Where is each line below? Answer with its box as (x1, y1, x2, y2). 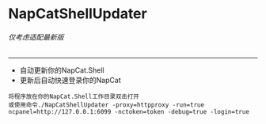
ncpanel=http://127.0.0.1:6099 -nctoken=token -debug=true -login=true (8, 108, 249, 116)
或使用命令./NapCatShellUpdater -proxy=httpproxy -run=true (8, 101, 204, 109)
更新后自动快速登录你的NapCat (19, 76, 121, 85)
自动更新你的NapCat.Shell (19, 66, 104, 75)
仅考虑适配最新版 (8, 32, 64, 42)
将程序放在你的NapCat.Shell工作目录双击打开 (8, 92, 140, 101)
